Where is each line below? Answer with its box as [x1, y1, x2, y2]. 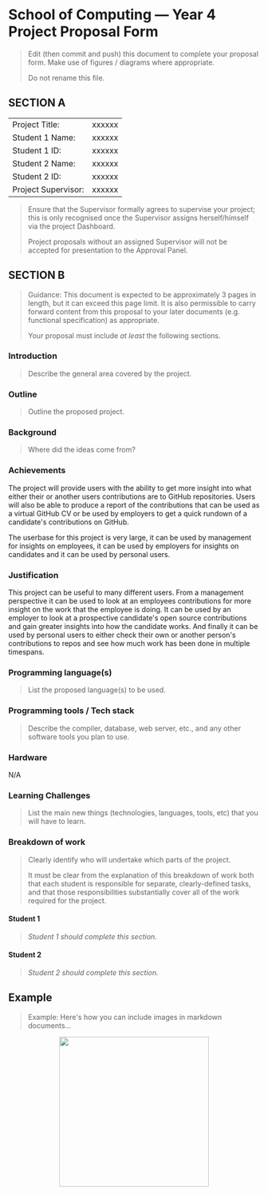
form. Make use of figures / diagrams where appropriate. [27, 58, 215, 67]
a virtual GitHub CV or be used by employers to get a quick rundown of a [8, 508, 247, 518]
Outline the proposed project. [27, 407, 125, 416]
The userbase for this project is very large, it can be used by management [8, 532, 252, 542]
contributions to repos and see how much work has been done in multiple [8, 639, 250, 648]
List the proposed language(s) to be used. [27, 685, 166, 695]
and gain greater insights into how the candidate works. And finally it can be [8, 622, 258, 631]
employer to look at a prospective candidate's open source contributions [8, 613, 247, 623]
